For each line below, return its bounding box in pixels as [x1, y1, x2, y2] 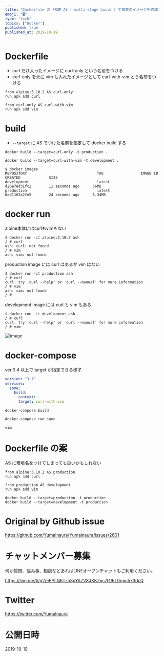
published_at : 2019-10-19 [5, 30, 58, 35]
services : [5, 381, 25, 386]
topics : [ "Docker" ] [5, 21, 45, 26]
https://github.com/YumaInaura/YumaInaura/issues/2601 [5, 532, 120, 538]
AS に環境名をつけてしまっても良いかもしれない [5, 460, 102, 466]
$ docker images [5, 167, 38, 172]
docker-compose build [5, 408, 49, 413]
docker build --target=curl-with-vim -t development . [5, 158, 119, 163]
